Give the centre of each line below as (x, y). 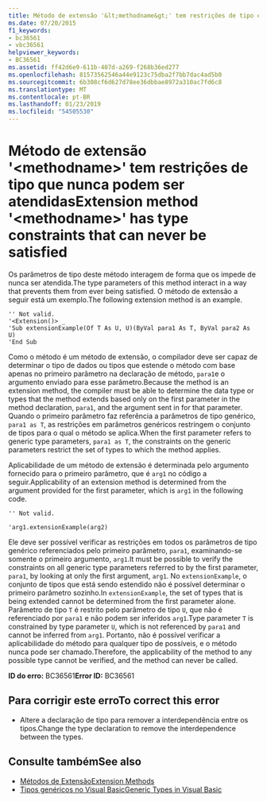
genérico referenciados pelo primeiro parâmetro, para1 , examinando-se (125, 550)
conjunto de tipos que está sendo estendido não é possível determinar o (127, 584)
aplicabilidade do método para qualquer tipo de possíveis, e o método (122, 643)
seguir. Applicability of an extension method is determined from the (118, 482)
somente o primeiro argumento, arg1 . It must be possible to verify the (121, 559)
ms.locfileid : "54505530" (51, 112)
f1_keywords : (30, 30)
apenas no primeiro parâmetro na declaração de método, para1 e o (116, 374)
